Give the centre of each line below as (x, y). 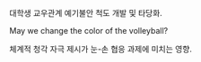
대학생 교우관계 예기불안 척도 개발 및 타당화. (86, 13)
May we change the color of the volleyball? (89, 31)
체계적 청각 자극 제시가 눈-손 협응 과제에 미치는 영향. (101, 49)
